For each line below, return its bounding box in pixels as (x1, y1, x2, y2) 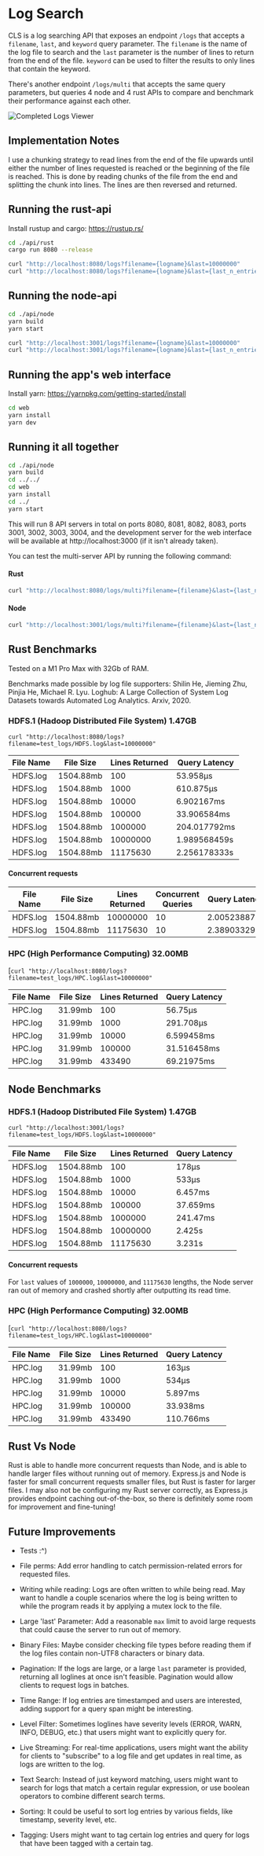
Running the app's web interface (8, 368, 171, 381)
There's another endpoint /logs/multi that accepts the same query (8, 79, 226, 89)
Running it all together (8, 441, 119, 454)
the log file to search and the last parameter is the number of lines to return (8, 47, 255, 57)
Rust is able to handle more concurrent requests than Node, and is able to (8, 1461, 247, 1470)
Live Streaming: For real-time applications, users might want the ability (19, 1743, 249, 1752)
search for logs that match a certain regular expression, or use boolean (19, 1783, 250, 1792)
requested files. (19, 1569, 71, 1579)
